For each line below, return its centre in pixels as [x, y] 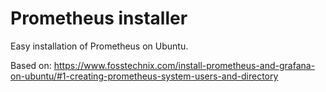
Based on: [31, 65]
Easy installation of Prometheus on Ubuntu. [99, 46]
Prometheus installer [99, 18]
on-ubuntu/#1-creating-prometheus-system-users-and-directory [144, 76]
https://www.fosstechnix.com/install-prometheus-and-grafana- [184, 65]
